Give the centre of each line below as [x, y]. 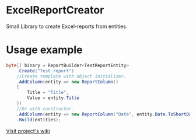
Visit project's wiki [28, 131]
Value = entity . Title [53, 98]
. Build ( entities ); [39, 120]
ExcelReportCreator [55, 10]
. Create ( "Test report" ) [45, 71]
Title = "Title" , [48, 93]
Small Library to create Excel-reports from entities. [67, 26]
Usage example [44, 50]
